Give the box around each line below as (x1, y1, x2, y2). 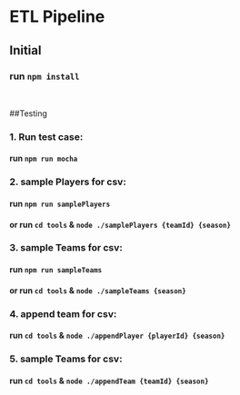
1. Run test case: (9, 130, 84, 143)
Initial (9, 43, 42, 58)
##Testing (9, 107, 48, 119)
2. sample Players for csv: (9, 175, 127, 188)
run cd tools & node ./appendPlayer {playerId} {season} (9, 330, 225, 341)
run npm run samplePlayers (9, 198, 111, 209)
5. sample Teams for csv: (9, 352, 123, 365)
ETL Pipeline (9, 6, 105, 27)
